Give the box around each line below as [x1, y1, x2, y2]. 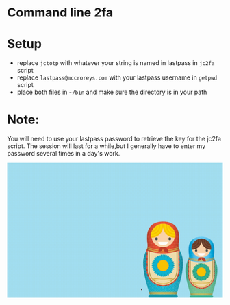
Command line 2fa [7, 5, 114, 21]
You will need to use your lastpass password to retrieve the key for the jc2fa [7, 135, 221, 143]
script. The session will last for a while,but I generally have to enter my [7, 142, 206, 150]
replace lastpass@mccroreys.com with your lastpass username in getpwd [16, 73, 218, 82]
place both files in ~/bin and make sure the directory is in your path [16, 88, 207, 97]
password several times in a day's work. [7, 149, 120, 158]
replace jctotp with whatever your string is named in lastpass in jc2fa [16, 59, 215, 67]
